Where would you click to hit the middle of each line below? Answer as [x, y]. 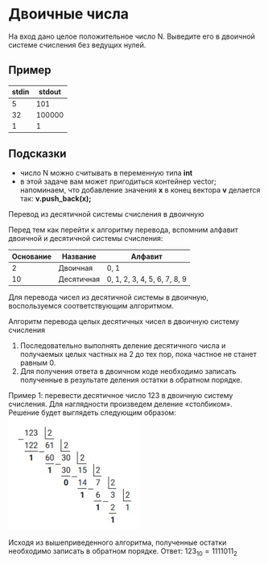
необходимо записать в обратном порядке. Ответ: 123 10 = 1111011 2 [123, 552]
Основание [32, 256]
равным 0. [38, 363]
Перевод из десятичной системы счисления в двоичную [106, 214]
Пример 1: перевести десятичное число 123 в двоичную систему [121, 395]
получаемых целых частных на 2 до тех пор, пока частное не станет [138, 354]
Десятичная [79, 280]
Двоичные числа [69, 14]
